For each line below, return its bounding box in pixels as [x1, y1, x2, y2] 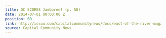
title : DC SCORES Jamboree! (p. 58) [5, 7, 81, 12]
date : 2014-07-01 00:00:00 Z [5, 12, 65, 17]
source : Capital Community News [5, 26, 72, 31]
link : [5, 21, 16, 26]
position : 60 [5, 16, 32, 21]
